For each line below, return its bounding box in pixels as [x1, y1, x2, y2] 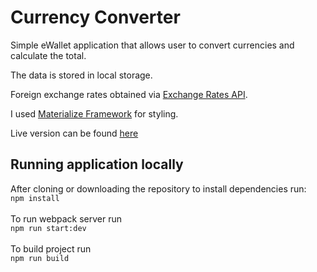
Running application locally [10, 156, 184, 173]
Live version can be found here [10, 127, 139, 139]
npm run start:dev [10, 223, 87, 233]
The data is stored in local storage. [10, 69, 153, 81]
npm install [10, 193, 60, 203]
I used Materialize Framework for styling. [10, 107, 179, 120]
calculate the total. [10, 49, 87, 61]
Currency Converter [10, 6, 181, 29]
